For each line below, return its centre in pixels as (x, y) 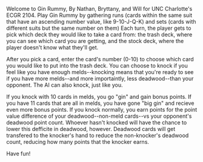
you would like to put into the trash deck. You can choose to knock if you (97, 66)
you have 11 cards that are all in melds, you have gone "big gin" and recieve (101, 103)
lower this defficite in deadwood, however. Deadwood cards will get (91, 129)
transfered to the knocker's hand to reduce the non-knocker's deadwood (98, 135)
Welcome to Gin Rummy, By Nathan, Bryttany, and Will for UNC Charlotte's (99, 9)
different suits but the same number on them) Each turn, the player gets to (99, 28)
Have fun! (18, 154)
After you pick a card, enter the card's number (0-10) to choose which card (100, 59)
